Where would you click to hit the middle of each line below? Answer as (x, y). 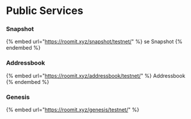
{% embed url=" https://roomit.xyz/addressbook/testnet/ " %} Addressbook (95, 76)
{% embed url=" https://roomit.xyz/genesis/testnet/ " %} (73, 110)
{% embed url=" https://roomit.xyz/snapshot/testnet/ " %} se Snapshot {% (94, 41)
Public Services (45, 11)
